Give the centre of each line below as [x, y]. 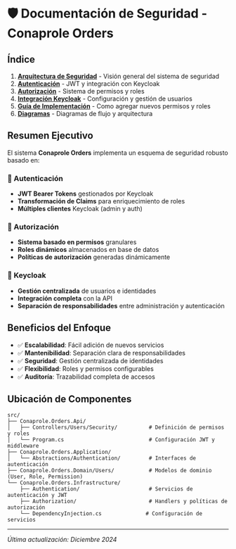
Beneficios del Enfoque [59, 328]
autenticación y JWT [38, 496]
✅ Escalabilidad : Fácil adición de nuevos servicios [91, 345]
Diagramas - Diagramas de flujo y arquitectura [85, 114]
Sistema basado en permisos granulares [77, 242]
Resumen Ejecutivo [50, 135]
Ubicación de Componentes [70, 399]
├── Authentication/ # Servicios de [106, 489]
